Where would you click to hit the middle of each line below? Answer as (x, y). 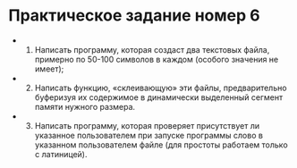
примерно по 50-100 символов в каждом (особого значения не (157, 59)
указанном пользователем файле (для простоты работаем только (161, 145)
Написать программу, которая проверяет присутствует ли (147, 125)
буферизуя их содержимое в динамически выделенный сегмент (159, 97)
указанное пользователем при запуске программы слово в (148, 135)
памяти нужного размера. (85, 106)
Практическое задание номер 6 (134, 16)
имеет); (49, 69)
